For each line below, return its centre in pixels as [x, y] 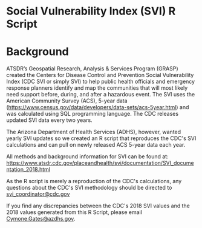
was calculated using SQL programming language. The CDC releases [93, 114]
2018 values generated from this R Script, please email [74, 212]
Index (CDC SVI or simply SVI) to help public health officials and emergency [101, 82]
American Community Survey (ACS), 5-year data [67, 101]
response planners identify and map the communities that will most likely [97, 88]
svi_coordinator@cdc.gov [38, 194]
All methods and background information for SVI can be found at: [87, 156]
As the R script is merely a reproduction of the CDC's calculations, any [94, 181]
